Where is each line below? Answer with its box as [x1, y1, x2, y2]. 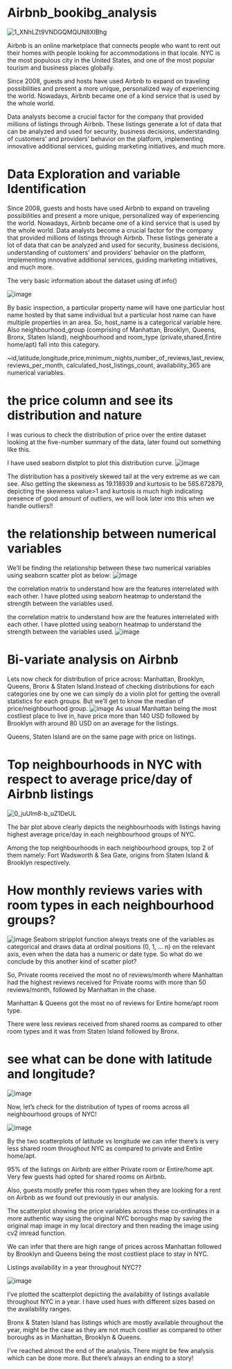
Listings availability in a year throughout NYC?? [7, 1263, 142, 1271]
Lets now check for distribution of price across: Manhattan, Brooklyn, [7, 675, 205, 683]
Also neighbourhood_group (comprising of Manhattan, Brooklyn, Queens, [7, 325, 217, 334]
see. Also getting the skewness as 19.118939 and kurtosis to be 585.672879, [7, 479, 224, 487]
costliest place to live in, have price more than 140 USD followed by [7, 712, 199, 720]
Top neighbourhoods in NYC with [7, 757, 202, 772]
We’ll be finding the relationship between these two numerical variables [7, 564, 211, 572]
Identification [7, 181, 87, 197]
